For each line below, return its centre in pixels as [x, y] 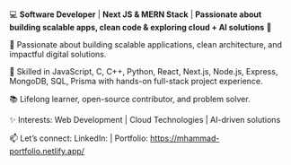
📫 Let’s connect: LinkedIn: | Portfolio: [79, 138]
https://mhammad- [185, 138]
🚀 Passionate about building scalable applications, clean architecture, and [146, 44]
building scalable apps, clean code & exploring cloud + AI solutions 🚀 [141, 27]
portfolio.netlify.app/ [47, 151]
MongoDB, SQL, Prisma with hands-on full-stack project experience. [136, 81]
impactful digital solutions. [58, 54]
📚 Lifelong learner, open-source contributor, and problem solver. [130, 99]
